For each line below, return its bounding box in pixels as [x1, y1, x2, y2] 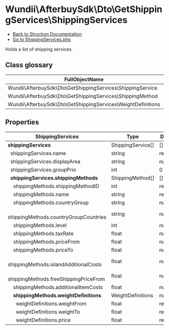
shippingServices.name [10, 150, 66, 157]
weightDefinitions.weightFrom [16, 300, 87, 307]
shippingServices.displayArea [10, 158, 80, 165]
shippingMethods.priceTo [13, 246, 74, 253]
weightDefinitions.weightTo [16, 308, 80, 315]
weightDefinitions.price [16, 316, 71, 323]
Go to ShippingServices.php [12, 36, 71, 42]
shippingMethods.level [13, 221, 67, 228]
